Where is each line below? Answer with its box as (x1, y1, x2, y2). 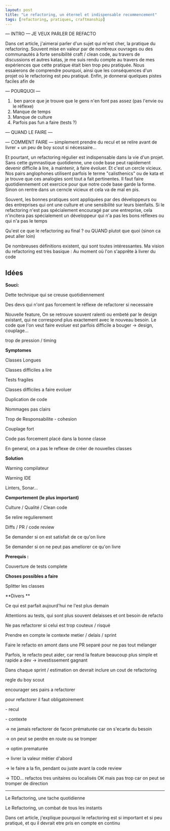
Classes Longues (5, 357, 41, 363)
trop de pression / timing (5, 338, 57, 344)
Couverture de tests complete (5, 563, 67, 569)
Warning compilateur (5, 465, 49, 472)
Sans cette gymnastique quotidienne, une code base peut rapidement (5, 160, 151, 166)
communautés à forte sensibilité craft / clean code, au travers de (5, 51, 140, 57)
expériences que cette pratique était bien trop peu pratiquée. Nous (5, 62, 145, 68)
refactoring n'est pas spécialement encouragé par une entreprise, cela (5, 207, 153, 213)
